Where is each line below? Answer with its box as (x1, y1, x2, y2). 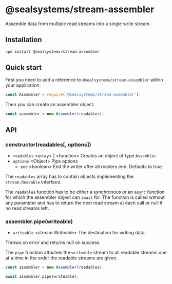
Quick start (5, 63, 42, 72)
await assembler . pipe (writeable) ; (5, 274, 80, 279)
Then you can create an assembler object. (5, 102, 95, 108)
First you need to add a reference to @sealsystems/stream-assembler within (5, 77, 163, 83)
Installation (5, 35, 42, 44)
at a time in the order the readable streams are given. (5, 255, 118, 261)
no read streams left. (5, 205, 49, 211)
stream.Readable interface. (5, 178, 62, 185)
